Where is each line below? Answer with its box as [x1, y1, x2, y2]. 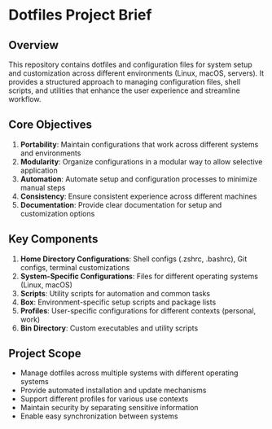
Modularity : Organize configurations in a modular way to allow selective [20, 156, 263, 166]
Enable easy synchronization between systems [20, 411, 178, 421]
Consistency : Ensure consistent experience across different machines [20, 191, 257, 201]
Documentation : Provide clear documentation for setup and [20, 199, 222, 209]
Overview [8, 38, 59, 52]
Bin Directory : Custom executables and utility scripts [20, 323, 199, 333]
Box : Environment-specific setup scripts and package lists [20, 297, 217, 307]
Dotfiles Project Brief [8, 6, 152, 24]
